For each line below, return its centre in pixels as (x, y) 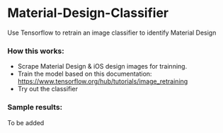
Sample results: (35, 108)
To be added (26, 122)
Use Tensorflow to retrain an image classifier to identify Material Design (112, 33)
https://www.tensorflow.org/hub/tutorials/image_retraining (103, 81)
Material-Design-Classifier (88, 13)
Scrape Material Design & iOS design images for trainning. (102, 66)
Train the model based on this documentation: (85, 74)
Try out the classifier (47, 89)
